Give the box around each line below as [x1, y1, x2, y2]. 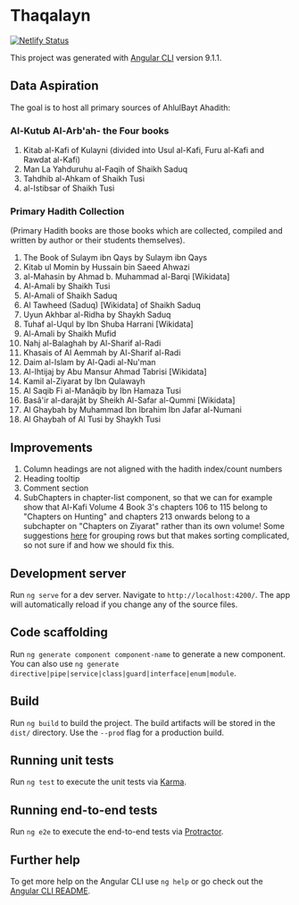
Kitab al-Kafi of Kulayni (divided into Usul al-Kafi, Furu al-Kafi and [22, 145, 265, 156]
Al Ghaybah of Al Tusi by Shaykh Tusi [22, 414, 162, 425]
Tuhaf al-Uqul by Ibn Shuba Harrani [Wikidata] [22, 319, 195, 329]
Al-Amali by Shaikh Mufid [22, 329, 117, 339]
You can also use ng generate [10, 658, 120, 669]
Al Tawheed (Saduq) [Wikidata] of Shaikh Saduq [22, 300, 202, 311]
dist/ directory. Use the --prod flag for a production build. [10, 727, 224, 738]
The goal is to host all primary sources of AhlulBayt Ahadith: [10, 102, 231, 113]
